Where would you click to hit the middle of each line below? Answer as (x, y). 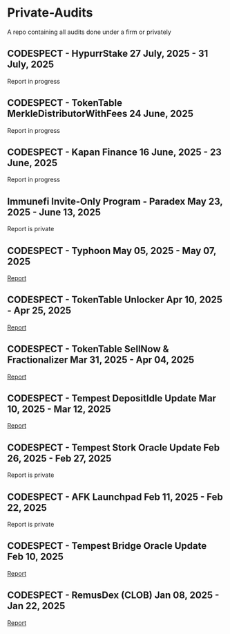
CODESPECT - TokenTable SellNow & (88, 349)
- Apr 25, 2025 (39, 310)
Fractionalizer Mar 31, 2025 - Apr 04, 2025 (101, 360)
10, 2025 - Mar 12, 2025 (59, 409)
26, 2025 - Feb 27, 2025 (59, 458)
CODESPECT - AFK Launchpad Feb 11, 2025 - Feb (115, 497)
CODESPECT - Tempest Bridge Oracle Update (107, 546)
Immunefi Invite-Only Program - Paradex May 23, (115, 201)
